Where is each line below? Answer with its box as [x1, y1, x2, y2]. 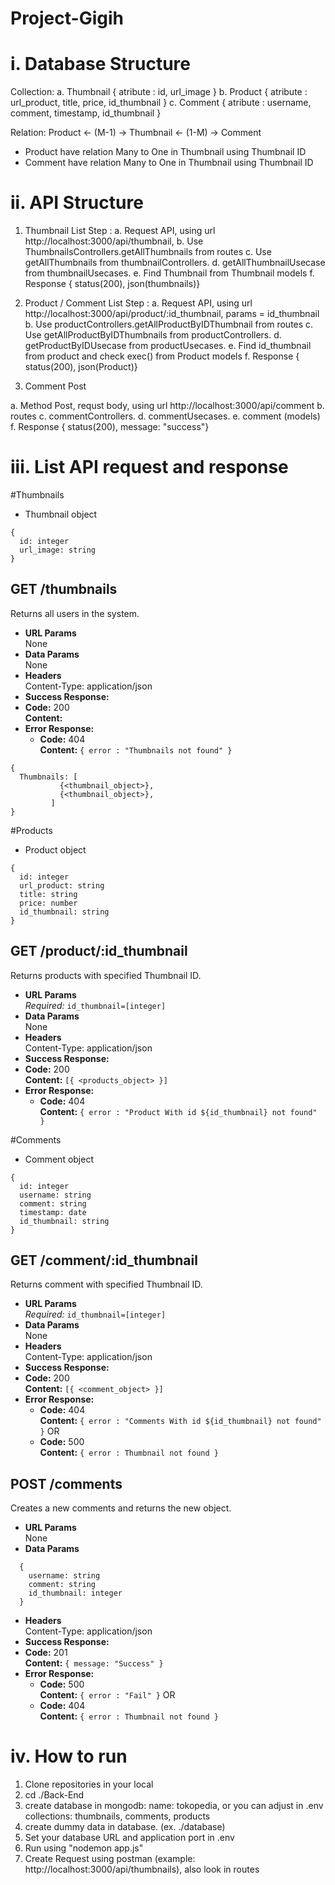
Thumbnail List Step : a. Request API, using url [24, 225, 216, 237]
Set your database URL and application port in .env [24, 1832, 235, 1844]
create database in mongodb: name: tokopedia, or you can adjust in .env [24, 1800, 324, 1812]
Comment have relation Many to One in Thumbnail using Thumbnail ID [24, 157, 314, 169]
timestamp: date [19, 1207, 87, 1217]
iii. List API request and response [10, 456, 289, 479]
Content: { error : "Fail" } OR [39, 1689, 176, 1701]
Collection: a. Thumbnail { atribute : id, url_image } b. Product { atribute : [10, 86, 308, 98]
